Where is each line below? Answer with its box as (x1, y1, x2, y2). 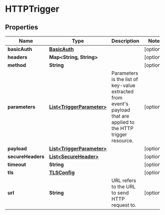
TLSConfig (49, 169, 75, 176)
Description (111, 38, 140, 44)
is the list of (111, 76, 138, 82)
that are (111, 113, 129, 119)
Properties (5, 23, 38, 31)
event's (111, 101, 129, 107)
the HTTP (111, 125, 134, 132)
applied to (111, 119, 135, 126)
